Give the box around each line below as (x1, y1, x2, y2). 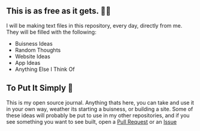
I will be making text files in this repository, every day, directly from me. (6, 22, 183, 29)
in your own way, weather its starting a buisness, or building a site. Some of (6, 105, 193, 112)
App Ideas (14, 59, 41, 66)
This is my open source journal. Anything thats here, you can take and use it (6, 99, 194, 106)
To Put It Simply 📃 (6, 83, 73, 93)
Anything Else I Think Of (14, 65, 75, 73)
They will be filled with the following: (6, 28, 97, 35)
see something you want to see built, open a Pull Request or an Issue (6, 118, 177, 125)
